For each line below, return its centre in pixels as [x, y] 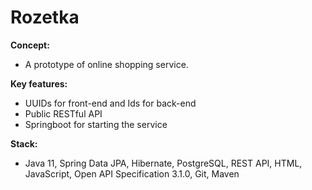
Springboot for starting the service [96, 124]
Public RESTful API [63, 113]
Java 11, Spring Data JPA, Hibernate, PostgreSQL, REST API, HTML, [163, 163]
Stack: [24, 143]
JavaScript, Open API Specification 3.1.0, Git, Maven [132, 173]
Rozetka [45, 17]
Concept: [30, 45]
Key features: [39, 83]
